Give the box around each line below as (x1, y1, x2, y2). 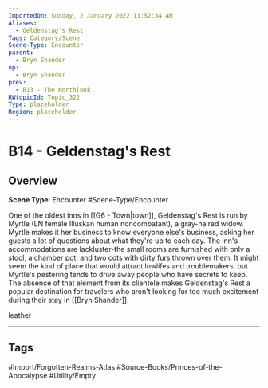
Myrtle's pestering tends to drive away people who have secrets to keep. (8, 270, 248, 279)
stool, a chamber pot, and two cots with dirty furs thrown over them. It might (8, 253, 259, 262)
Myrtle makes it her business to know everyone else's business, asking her (8, 228, 255, 237)
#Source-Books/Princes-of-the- (116, 362, 223, 371)
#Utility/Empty (49, 370, 96, 380)
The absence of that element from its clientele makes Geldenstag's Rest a (8, 278, 251, 288)
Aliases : (8, 19, 37, 27)
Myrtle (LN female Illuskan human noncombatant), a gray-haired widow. (8, 219, 244, 228)
